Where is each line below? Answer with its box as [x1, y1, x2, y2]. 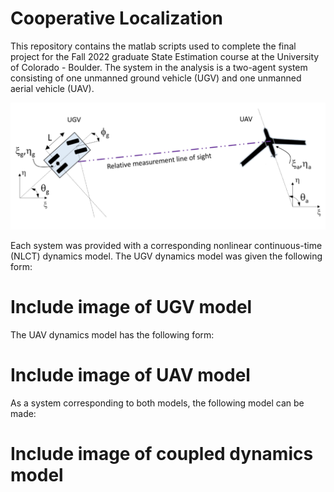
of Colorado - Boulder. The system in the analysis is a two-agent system [10, 61, 308, 73]
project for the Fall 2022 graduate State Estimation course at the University [10, 50, 320, 62]
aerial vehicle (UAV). [10, 82, 95, 94]
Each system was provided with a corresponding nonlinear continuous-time [10, 239, 323, 251]
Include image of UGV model [10, 295, 253, 318]
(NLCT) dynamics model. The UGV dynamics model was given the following [10, 250, 323, 262]
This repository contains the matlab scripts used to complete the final [10, 40, 297, 52]
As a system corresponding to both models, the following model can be [10, 397, 305, 409]
